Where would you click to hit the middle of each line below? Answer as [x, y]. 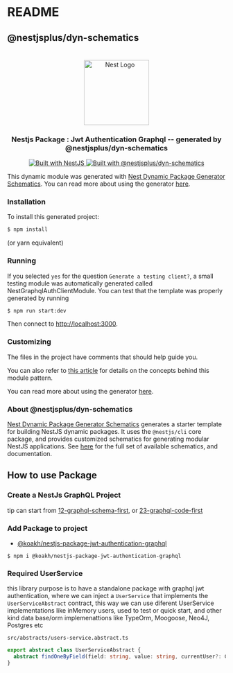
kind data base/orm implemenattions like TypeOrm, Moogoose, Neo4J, [109, 618]
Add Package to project [48, 528]
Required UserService [45, 573]
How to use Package [52, 475]
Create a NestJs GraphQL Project [64, 495]
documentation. [30, 454]
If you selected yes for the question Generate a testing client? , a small [110, 276]
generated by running [38, 298]
